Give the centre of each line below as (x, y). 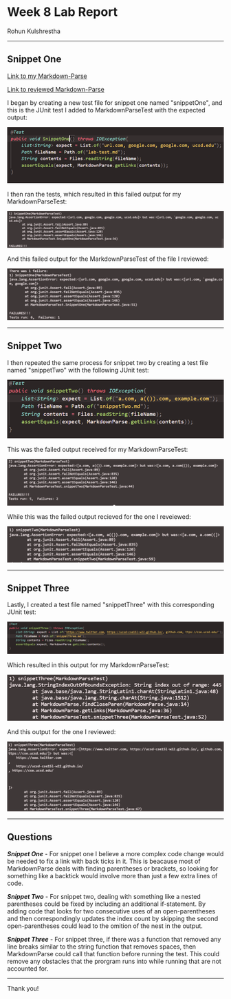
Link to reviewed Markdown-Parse (56, 89)
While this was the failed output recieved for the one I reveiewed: (99, 516)
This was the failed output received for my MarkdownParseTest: (98, 449)
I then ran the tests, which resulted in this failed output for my (94, 194)
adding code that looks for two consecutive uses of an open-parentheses (111, 911)
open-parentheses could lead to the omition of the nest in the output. (105, 926)
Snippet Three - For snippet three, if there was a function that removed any (114, 939)
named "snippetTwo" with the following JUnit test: (78, 370)
